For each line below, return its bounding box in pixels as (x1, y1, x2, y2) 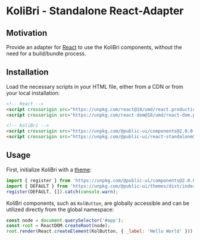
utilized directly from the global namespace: (6, 205, 114, 213)
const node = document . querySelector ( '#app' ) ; (6, 217, 124, 223)
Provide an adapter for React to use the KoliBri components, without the (6, 43, 183, 51)
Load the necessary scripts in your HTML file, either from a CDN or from (6, 83, 183, 90)
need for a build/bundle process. (6, 50, 86, 57)
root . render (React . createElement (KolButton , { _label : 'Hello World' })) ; (6, 228, 196, 235)
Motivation (6, 28, 48, 38)
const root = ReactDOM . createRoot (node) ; (6, 223, 111, 229)
